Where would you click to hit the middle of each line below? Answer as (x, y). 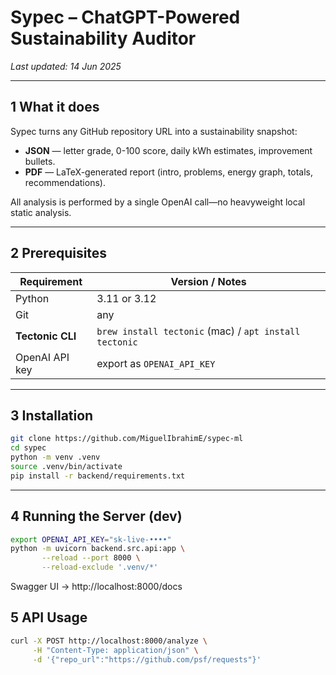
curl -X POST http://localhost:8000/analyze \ (109, 641)
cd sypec (28, 448)
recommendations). (65, 182)
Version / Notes (208, 281)
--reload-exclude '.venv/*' (100, 567)
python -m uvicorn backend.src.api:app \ (98, 549)
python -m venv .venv (55, 457)
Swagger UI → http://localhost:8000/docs (96, 587)
